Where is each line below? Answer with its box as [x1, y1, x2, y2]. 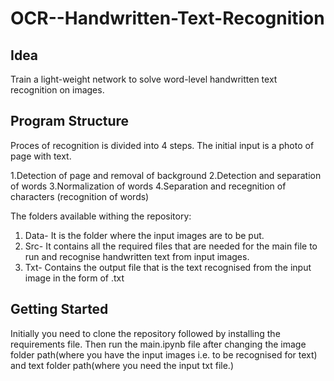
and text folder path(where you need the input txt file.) [10, 359, 235, 371]
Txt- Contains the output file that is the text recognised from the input [24, 261, 312, 273]
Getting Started [10, 301, 109, 318]
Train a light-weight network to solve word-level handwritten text [10, 73, 278, 85]
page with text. [10, 150, 72, 162]
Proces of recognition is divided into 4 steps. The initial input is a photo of [10, 139, 315, 151]
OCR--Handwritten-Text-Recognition [10, 7, 325, 30]
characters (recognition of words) [10, 190, 150, 202]
